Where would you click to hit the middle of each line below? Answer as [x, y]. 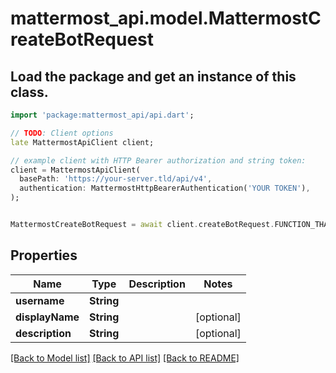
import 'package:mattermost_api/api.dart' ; [102, 115]
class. [29, 92]
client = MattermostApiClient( [75, 170]
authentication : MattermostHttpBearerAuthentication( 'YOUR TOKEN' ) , [165, 188]
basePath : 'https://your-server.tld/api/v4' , [116, 179]
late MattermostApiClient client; [82, 142]
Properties [44, 255]
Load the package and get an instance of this [153, 76]
